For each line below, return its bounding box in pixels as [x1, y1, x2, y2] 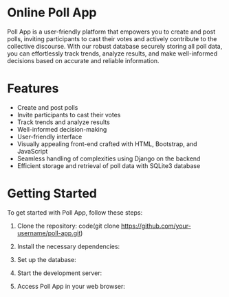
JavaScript [17, 147, 48, 155]
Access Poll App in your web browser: [17, 282, 126, 290]
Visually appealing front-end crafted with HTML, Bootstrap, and [17, 139, 197, 148]
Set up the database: [17, 255, 77, 263]
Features [7, 81, 59, 97]
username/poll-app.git [17, 228, 81, 237]
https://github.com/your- [120, 222, 191, 230]
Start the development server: [17, 269, 102, 277]
